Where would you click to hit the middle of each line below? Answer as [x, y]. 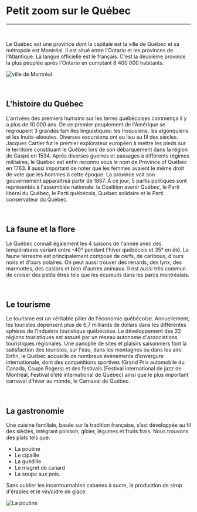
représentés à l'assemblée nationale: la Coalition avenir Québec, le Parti [93, 187]
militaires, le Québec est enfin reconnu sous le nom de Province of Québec [97, 162]
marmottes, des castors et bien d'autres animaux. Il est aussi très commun [96, 268]
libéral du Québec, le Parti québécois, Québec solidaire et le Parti [85, 193]
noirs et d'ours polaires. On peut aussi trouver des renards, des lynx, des [94, 262]
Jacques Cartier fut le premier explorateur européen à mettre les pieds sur [96, 143]
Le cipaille [27, 455]
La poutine [28, 449]
